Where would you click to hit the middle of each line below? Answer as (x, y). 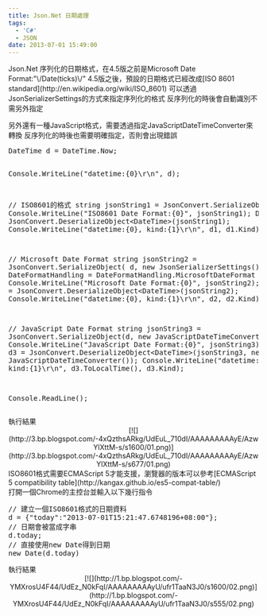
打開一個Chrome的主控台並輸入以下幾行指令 (81, 492)
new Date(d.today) (44, 554)
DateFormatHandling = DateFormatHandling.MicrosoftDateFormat (132, 275)
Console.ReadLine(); (48, 399)
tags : (17, 23)
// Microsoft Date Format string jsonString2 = (103, 260)
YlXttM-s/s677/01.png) (133, 464)
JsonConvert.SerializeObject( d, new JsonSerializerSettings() (134, 267)
